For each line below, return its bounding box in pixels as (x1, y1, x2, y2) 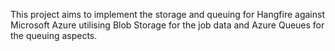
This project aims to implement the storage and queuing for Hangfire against (10, 9, 325, 20)
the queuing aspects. (10, 30, 98, 41)
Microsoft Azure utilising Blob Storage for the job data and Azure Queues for (10, 19, 325, 31)
